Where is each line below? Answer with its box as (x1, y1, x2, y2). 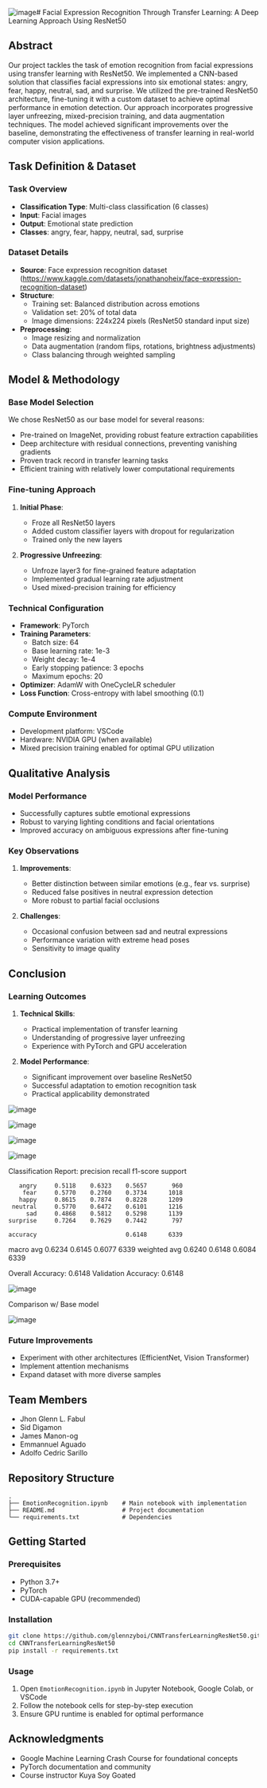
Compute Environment (8, 708, 98, 719)
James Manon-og (19, 1432, 79, 1441)
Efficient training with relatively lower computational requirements (19, 464, 235, 474)
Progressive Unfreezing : (19, 550, 103, 560)
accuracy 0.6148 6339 (8, 1231, 183, 1239)
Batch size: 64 (31, 638, 79, 648)
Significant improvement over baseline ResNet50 (31, 1073, 192, 1082)
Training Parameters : (19, 629, 91, 639)
